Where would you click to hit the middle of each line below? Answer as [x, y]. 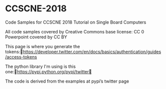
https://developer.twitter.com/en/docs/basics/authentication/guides [92, 52]
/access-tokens [21, 57]
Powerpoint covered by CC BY [36, 37]
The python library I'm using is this [40, 66]
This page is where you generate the [43, 46]
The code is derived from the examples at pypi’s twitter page [67, 81]
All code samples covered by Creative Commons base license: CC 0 [75, 31]
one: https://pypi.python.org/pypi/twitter [47, 71]
